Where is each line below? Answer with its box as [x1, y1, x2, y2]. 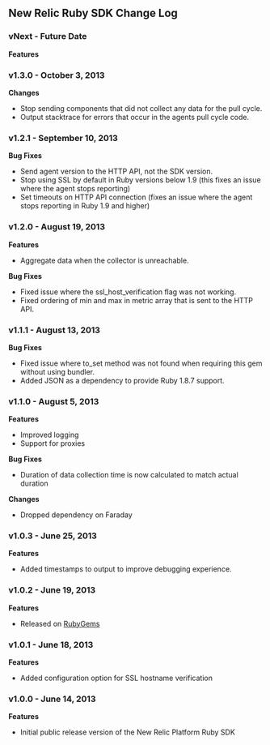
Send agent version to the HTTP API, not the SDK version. [19, 166, 213, 177]
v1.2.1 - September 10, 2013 [8, 132, 119, 143]
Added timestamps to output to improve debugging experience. [19, 564, 232, 574]
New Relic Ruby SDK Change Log [8, 6, 178, 20]
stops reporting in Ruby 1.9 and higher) [19, 201, 150, 211]
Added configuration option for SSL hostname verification [19, 673, 213, 683]
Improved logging [19, 430, 79, 440]
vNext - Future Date [8, 31, 87, 42]
